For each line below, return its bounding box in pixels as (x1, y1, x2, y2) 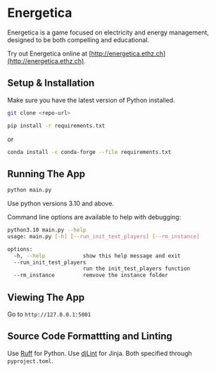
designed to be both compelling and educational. (7, 35, 150, 44)
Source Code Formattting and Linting (7, 331, 172, 342)
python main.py (7, 186, 52, 194)
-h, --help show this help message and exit (13, 252, 181, 259)
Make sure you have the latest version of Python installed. (7, 96, 175, 104)
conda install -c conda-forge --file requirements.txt (7, 148, 172, 155)
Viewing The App (7, 291, 85, 303)
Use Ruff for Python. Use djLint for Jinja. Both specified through (7, 349, 192, 357)
